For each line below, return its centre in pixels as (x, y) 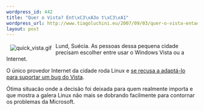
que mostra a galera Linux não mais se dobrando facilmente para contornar (101, 95)
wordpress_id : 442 (29, 12)
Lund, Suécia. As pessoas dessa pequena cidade (117, 46)
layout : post (23, 29)
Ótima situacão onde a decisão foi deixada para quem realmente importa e (100, 89)
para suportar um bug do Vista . (46, 77)
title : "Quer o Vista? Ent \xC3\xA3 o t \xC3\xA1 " (68, 18)
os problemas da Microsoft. (41, 102)
